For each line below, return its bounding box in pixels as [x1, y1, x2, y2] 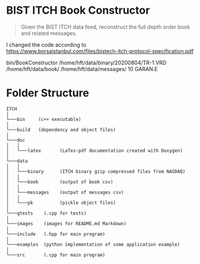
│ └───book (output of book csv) [6, 179, 113, 185]
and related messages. [20, 29, 78, 36]
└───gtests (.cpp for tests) [6, 210, 87, 216]
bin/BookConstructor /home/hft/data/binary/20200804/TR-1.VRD [6, 59, 167, 66]
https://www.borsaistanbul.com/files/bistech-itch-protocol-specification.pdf [6, 47, 194, 54]
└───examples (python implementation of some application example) [6, 241, 180, 247]
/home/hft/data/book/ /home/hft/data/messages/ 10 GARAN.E [6, 65, 158, 72]
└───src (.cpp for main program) [6, 251, 106, 258]
